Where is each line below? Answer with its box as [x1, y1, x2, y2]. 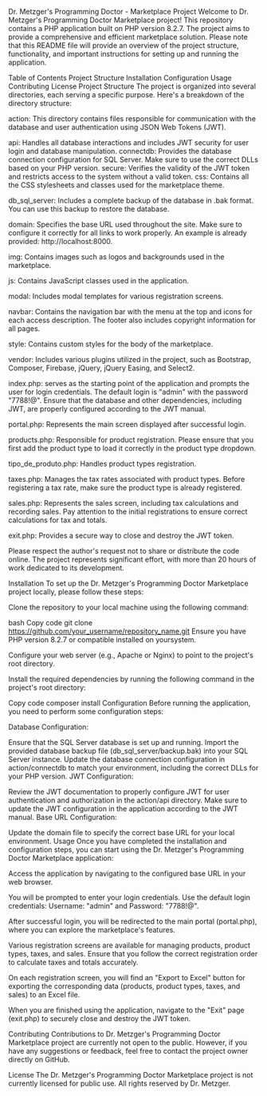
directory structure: [8, 99, 72, 108]
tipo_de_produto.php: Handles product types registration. [8, 459, 197, 468]
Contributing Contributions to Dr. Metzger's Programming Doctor [8, 1029, 222, 1039]
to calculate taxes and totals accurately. [8, 957, 139, 967]
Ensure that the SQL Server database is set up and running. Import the [8, 738, 239, 747]
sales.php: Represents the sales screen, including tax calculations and [8, 499, 239, 507]
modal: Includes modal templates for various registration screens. [8, 291, 224, 301]
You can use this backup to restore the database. [8, 204, 170, 214]
